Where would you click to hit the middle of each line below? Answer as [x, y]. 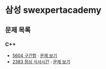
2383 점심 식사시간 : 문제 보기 [41, 62]
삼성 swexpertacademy [53, 10]
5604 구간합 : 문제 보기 [35, 55]
